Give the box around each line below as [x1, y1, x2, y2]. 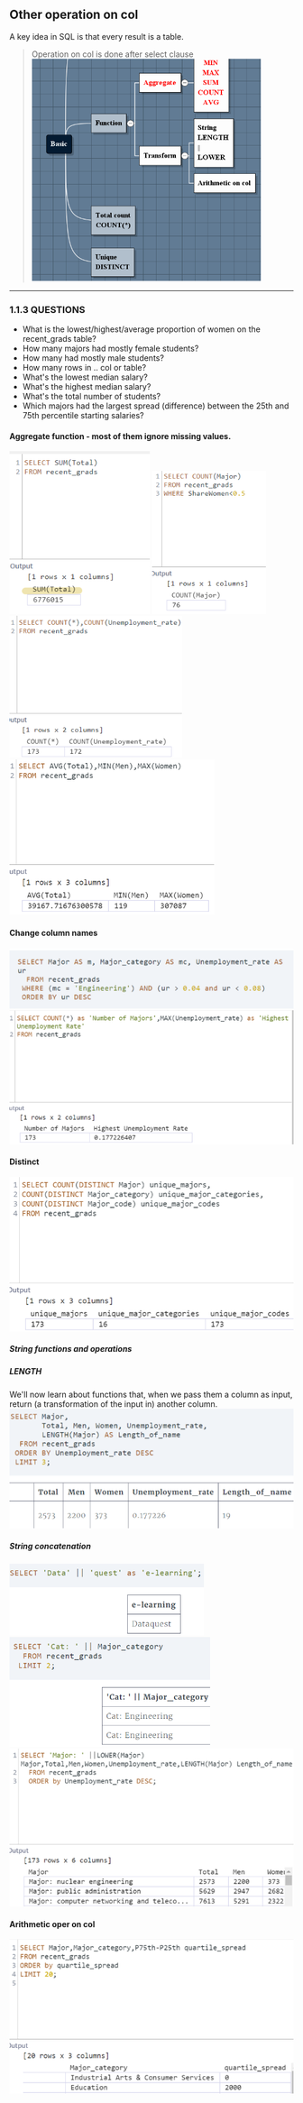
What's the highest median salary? [22, 381, 151, 392]
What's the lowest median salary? [22, 372, 149, 382]
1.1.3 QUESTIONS [9, 303, 86, 316]
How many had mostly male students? [22, 353, 165, 363]
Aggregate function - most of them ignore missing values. [9, 430, 232, 441]
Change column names [9, 927, 98, 938]
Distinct [9, 1156, 40, 1167]
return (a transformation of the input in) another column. [9, 1398, 218, 1410]
